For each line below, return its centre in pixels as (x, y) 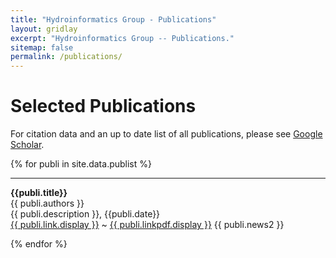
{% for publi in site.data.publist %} (81, 164)
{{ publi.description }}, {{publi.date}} (85, 214)
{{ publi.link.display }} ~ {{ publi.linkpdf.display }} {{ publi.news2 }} (147, 225)
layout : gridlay (44, 29)
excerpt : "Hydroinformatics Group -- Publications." (122, 38)
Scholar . (27, 145)
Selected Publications (103, 106)
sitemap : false (42, 47)
